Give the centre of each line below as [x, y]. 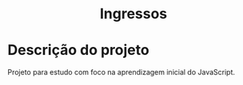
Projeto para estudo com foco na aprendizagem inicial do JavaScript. [121, 72]
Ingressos [133, 14]
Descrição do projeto [78, 50]
